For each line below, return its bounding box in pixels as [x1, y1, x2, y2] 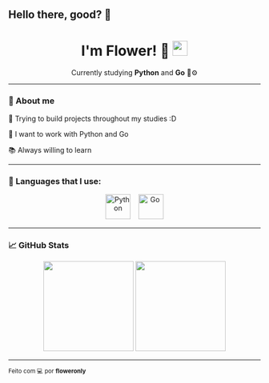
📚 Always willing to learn [8, 145, 92, 154]
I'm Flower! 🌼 [81, 42, 170, 60]
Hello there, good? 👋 [8, 8, 112, 22]
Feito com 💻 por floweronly [8, 367, 86, 376]
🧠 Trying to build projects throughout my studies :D [8, 114, 177, 123]
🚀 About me [8, 95, 54, 106]
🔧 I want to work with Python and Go [8, 129, 130, 138]
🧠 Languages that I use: [8, 175, 102, 186]
